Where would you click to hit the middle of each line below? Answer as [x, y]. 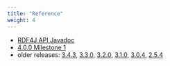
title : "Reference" [35, 14]
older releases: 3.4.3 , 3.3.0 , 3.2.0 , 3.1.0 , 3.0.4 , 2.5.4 [90, 55]
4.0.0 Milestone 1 [41, 47]
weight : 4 [22, 20]
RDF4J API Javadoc [46, 40]
